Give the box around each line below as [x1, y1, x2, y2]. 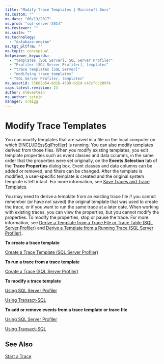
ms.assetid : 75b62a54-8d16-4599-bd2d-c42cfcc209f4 [5, 81, 111, 85]
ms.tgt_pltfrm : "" [5, 44, 43, 49]
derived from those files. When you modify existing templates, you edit [5, 147, 148, 153]
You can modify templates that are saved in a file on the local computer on [5, 137, 156, 143]
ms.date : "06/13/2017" [5, 16, 52, 21]
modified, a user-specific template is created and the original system [5, 173, 144, 179]
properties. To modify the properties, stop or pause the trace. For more [5, 214, 149, 220]
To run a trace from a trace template [5, 259, 80, 265]
